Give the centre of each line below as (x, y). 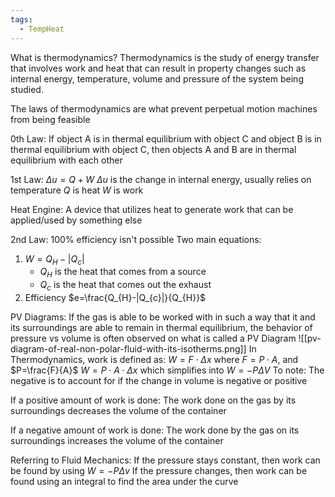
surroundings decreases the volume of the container (118, 410)
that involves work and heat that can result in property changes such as (158, 68)
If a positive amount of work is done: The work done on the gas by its (153, 400)
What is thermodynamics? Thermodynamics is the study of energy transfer (165, 57)
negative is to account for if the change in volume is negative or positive (159, 380)
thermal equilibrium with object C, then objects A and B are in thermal (153, 149)
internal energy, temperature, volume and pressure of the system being (157, 78)
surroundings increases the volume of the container (117, 440)
